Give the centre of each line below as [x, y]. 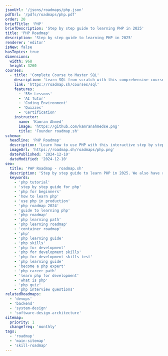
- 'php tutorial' [32, 183]
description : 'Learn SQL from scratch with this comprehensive [81, 80]
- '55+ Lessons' [35, 94]
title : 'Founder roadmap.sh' [49, 131]
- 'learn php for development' [47, 276]
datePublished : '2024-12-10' [40, 154]
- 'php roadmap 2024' [36, 206]
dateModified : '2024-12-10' [39, 159]
